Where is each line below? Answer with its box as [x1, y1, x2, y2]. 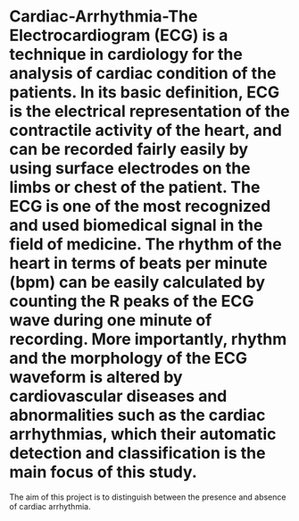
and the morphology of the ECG [9, 349, 248, 368]
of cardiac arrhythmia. [9, 500, 91, 511]
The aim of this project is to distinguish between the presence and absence [9, 492, 287, 502]
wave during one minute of [9, 310, 212, 331]
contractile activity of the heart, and [9, 121, 283, 140]
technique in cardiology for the [9, 45, 243, 64]
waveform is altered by [9, 367, 183, 388]
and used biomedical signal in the [9, 215, 263, 236]
